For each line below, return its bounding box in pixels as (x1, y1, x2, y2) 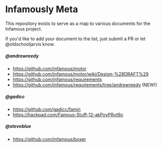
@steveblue (5, 123, 31, 129)
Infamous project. (5, 25, 42, 32)
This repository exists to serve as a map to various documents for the (5, 20, 151, 26)
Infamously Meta (5, 4, 78, 15)
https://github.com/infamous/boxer (12, 136, 86, 142)
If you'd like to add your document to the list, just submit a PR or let (5, 36, 146, 42)
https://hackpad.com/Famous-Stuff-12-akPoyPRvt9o (12, 111, 123, 117)
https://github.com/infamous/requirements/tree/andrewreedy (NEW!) (12, 81, 157, 87)
